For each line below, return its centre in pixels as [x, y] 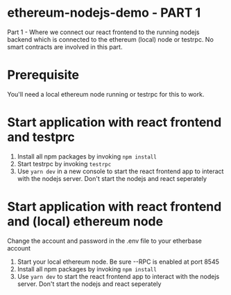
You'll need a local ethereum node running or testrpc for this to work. [106, 94]
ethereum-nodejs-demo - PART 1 [104, 13]
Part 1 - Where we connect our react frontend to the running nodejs [103, 32]
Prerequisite [43, 75]
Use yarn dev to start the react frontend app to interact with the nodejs [118, 276]
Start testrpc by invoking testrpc [64, 164]
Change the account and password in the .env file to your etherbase [105, 241]
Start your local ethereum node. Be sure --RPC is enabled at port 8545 [118, 262]
